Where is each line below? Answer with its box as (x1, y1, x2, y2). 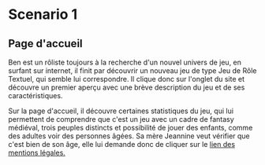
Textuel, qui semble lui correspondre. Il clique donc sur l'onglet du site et (8, 75, 245, 83)
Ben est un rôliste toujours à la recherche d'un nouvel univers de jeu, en (8, 57, 242, 67)
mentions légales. (8, 148, 65, 157)
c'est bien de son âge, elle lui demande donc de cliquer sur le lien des (8, 140, 235, 148)
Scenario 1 (8, 5, 78, 24)
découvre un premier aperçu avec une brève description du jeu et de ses (8, 82, 245, 92)
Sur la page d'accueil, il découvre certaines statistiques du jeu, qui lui (8, 106, 234, 115)
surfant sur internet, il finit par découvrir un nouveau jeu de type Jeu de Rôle (8, 66, 257, 75)
